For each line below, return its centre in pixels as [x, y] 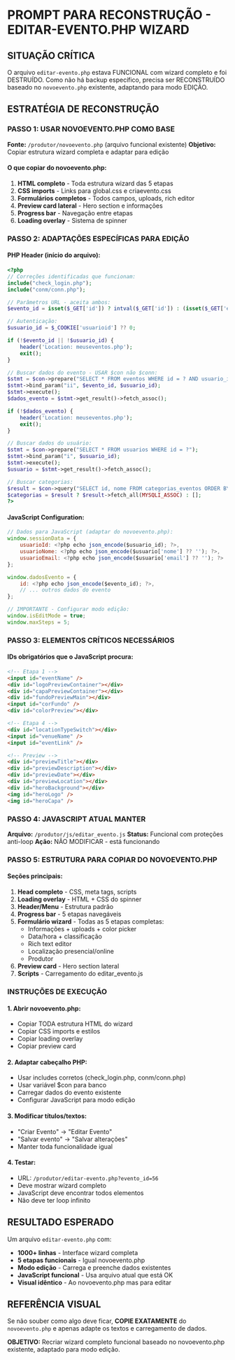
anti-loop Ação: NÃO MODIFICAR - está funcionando [84, 841]
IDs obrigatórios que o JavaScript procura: [70, 657]
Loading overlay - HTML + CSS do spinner [79, 899]
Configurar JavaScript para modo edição [76, 1100]
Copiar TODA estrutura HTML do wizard [75, 1024]
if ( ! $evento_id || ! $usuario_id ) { [60, 341]
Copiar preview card [47, 1046]
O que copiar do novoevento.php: [57, 168]
